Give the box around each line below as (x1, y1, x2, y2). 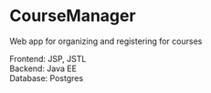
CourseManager (9, 5, 136, 26)
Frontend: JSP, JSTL (9, 53, 87, 64)
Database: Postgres (9, 72, 84, 83)
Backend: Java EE (9, 63, 78, 74)
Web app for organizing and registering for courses (9, 36, 203, 46)
